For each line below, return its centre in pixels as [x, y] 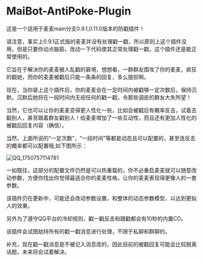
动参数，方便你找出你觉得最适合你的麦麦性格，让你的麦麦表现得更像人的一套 [101, 178]
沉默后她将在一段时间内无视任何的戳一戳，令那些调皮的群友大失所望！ [104, 97]
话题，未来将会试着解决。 [38, 251]
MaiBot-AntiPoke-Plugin [69, 11]
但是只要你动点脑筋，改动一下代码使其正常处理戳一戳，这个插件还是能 [104, 49]
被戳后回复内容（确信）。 [37, 125]
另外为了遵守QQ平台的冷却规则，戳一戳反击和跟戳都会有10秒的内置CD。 [96, 218]
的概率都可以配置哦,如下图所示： [47, 146]
